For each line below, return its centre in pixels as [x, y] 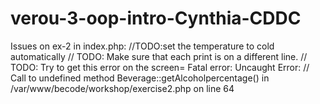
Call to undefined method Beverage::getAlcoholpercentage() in [140, 78]
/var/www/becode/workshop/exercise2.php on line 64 [122, 88]
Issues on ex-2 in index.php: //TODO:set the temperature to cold [142, 46]
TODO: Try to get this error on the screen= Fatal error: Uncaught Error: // [160, 67]
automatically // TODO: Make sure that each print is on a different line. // [159, 56]
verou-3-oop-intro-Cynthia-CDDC [156, 18]
